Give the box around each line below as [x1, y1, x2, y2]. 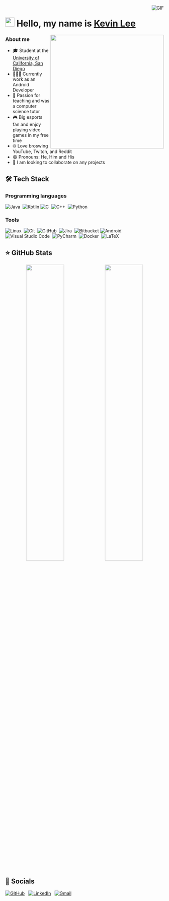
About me [5, 36, 30, 43]
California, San [12, 60, 43, 66]
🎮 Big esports [12, 114, 43, 120]
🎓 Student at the [12, 47, 49, 54]
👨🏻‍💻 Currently [12, 71, 42, 77]
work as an [12, 76, 36, 82]
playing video [12, 127, 41, 133]
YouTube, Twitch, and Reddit [12, 148, 72, 155]
